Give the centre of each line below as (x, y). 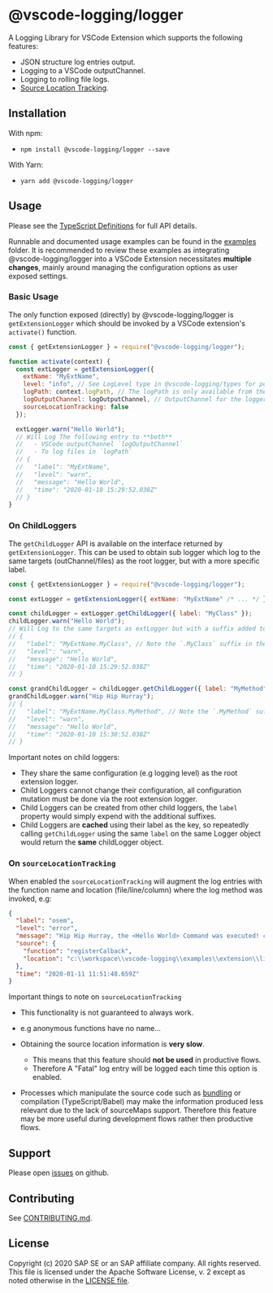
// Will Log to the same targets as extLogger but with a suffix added (132, 629)
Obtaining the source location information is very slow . (112, 1044)
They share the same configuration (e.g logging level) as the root (129, 773)
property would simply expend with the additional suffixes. (118, 816)
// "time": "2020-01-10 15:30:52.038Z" (80, 734)
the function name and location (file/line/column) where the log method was (136, 889)
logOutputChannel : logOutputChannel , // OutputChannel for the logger (145, 400)
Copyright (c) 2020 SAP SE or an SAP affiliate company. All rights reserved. (135, 1263)
